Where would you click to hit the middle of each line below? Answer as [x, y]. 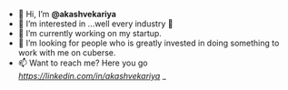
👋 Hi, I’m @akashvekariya [67, 14]
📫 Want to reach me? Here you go [83, 63]
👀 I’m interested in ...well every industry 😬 [95, 24]
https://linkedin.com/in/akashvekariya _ [92, 76]
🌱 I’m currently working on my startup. [89, 33]
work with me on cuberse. [67, 53]
